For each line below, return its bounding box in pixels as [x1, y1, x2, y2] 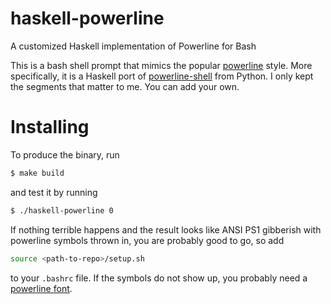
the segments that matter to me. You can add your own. [10, 80, 240, 92]
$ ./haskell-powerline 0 [10, 205, 114, 216]
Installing [10, 116, 90, 139]
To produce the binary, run [10, 148, 120, 161]
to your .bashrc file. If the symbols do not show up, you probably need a [10, 272, 308, 284]
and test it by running [10, 186, 98, 198]
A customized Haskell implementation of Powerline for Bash [10, 40, 257, 52]
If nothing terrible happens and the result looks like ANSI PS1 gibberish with [10, 223, 322, 236]
